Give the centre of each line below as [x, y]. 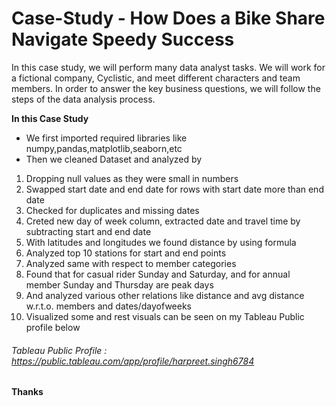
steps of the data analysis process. [83, 99]
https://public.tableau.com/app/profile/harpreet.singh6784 [133, 361]
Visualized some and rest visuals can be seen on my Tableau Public [165, 316]
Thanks [27, 392]
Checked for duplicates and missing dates [112, 210]
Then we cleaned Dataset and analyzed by [114, 159]
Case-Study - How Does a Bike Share [168, 18]
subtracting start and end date [88, 231]
